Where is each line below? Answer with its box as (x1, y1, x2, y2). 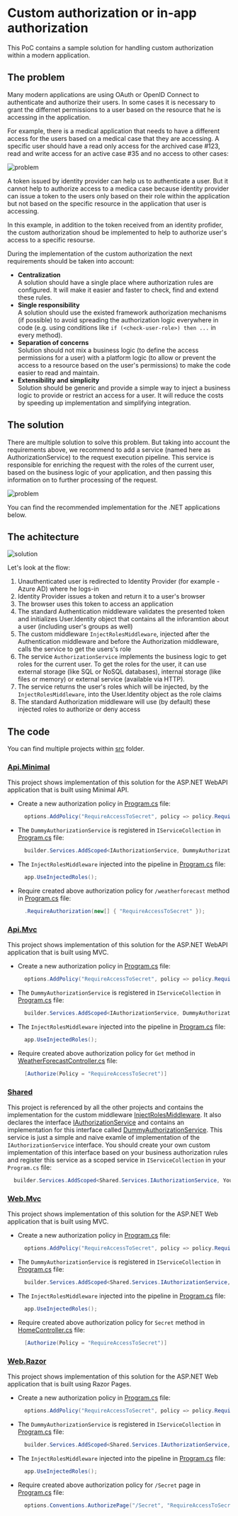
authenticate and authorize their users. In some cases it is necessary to (7, 98, 216, 106)
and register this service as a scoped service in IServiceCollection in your (7, 1156, 226, 1165)
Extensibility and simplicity (17, 375, 100, 384)
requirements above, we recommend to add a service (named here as (7, 445, 211, 454)
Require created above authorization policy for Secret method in (17, 1318, 205, 1326)
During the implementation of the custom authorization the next (7, 249, 193, 258)
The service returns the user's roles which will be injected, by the (17, 682, 209, 691)
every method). (17, 331, 63, 339)
